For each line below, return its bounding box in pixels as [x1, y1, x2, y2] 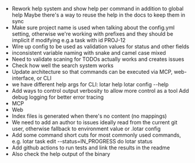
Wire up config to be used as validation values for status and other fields [11, 43, 190, 50]
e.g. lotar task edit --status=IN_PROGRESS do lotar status [11, 138, 153, 145]
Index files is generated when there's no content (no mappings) [11, 112, 167, 120]
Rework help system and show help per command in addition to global [11, 5, 184, 12]
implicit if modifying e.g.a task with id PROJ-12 [11, 37, 126, 43]
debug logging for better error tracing [11, 93, 104, 101]
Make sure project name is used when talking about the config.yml [11, 24, 175, 31]
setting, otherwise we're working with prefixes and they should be [11, 30, 174, 37]
